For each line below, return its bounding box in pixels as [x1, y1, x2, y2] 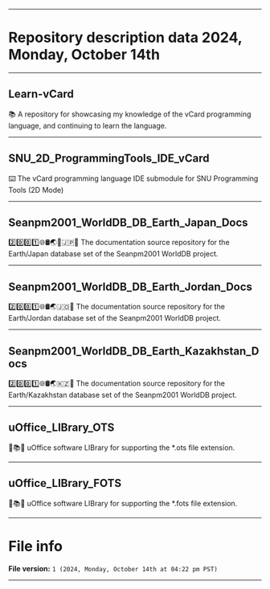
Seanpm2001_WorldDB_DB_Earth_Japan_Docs [8, 215, 248, 229]
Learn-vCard [8, 88, 74, 101]
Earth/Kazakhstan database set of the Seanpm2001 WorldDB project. [8, 391, 237, 399]
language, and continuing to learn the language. [8, 121, 167, 130]
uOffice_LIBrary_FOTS [8, 477, 122, 490]
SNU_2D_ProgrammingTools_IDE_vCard [8, 152, 210, 166]
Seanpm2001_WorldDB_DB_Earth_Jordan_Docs [8, 280, 253, 293]
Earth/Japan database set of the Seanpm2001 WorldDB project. [8, 249, 219, 259]
